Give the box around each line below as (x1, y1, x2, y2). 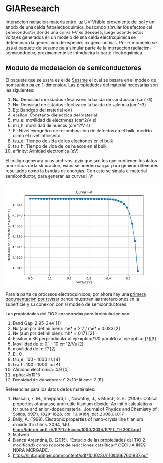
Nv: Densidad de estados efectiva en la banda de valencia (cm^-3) (12, 101, 146, 107)
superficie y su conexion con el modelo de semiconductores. (5, 301, 128, 307)
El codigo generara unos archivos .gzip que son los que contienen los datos (5, 157, 157, 163)
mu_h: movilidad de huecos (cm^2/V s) (12, 122, 90, 128)
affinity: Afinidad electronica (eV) (12, 148, 79, 154)
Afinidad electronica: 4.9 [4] (12, 367, 69, 373)
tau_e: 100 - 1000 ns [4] (12, 356, 60, 362)
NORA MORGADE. (12, 447, 49, 453)
